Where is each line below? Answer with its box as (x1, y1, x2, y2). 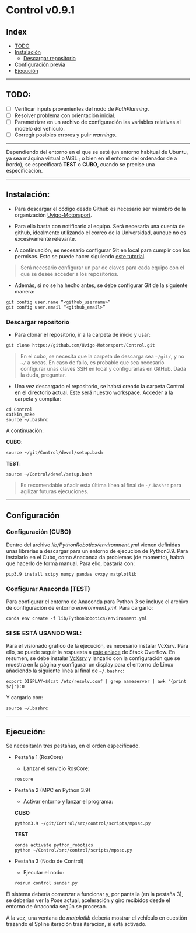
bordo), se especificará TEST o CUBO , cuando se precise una (6, 161, 155, 168)
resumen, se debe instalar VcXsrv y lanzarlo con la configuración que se (6, 655, 180, 662)
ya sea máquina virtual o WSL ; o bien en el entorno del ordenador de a (6, 155, 177, 162)
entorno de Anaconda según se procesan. (6, 903, 107, 910)
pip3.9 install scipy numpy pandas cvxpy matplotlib (6, 571, 137, 577)
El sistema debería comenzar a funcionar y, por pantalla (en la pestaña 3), (6, 891, 184, 898)
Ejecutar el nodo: (23, 869, 64, 876)
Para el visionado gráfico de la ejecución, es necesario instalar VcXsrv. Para (6, 642, 188, 650)
